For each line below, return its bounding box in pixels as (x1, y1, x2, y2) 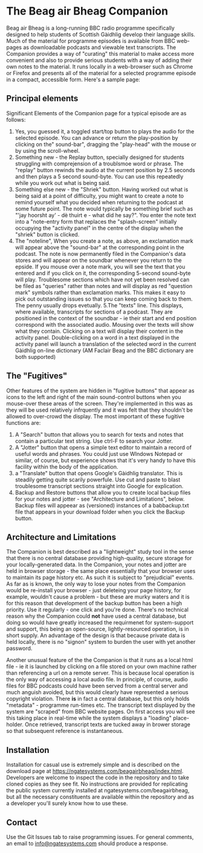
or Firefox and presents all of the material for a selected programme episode (6, 69, 196, 76)
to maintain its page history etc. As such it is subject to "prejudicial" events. (6, 574, 195, 581)
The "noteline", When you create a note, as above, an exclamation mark (14, 237, 193, 244)
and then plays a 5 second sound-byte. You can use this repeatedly (14, 173, 184, 180)
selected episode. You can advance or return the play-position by (14, 134, 178, 141)
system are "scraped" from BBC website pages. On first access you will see (6, 708, 195, 715)
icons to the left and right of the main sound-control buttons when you (6, 393, 181, 401)
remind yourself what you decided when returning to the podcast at (14, 198, 184, 206)
